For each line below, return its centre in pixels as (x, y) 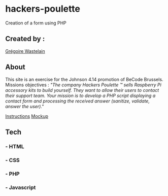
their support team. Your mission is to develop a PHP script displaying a (80, 95)
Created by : (25, 39)
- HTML (15, 146)
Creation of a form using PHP (36, 23)
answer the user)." (25, 106)
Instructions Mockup (27, 116)
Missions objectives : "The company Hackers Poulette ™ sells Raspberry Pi (83, 85)
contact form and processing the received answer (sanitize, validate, (77, 101)
